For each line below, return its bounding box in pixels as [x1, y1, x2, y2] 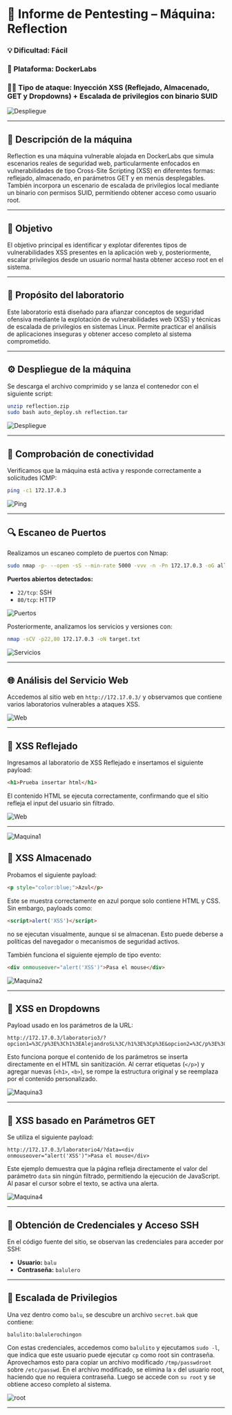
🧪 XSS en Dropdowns [7, 1002, 100, 1015]
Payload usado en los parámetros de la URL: [7, 1021, 133, 1029]
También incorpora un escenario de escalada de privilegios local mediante [7, 181, 220, 189]
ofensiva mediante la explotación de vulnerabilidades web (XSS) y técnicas [7, 315, 221, 324]
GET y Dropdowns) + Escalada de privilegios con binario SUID [7, 91, 218, 101]
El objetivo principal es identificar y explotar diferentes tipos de [7, 241, 187, 249]
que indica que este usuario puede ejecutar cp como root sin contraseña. [7, 1351, 215, 1359]
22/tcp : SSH [17, 588, 52, 597]
